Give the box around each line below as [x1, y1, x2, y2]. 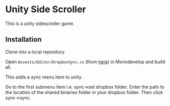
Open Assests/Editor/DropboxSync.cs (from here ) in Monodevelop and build [5, 59, 165, 65]
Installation [5, 35, 42, 44]
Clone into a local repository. [5, 48, 66, 55]
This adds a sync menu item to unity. [5, 74, 83, 80]
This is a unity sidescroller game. [5, 20, 75, 26]
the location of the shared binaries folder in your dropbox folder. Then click [5, 89, 163, 95]
